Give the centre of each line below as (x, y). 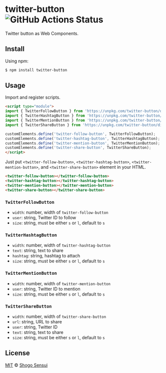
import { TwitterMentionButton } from (45, 121)
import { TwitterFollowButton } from (44, 111)
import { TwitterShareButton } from (43, 125)
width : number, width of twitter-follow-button (60, 212)
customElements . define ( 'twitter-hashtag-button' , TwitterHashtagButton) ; (83, 138)
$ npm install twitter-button (36, 70)
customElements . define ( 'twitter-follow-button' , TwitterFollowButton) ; (80, 134)
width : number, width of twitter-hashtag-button (61, 245)
